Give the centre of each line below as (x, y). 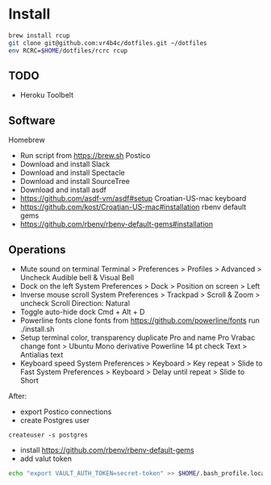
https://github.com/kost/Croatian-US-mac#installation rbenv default (133, 207)
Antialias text (42, 355)
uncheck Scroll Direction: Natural (75, 303)
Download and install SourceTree (75, 182)
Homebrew (27, 140)
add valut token (46, 458)
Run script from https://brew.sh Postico (85, 156)
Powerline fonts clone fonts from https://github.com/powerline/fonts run (140, 320)
